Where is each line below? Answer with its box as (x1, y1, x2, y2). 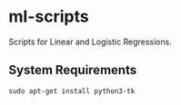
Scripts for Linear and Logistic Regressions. (8, 36, 172, 47)
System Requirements (8, 62, 137, 78)
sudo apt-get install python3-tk (8, 86, 136, 96)
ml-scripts (8, 6, 89, 27)
